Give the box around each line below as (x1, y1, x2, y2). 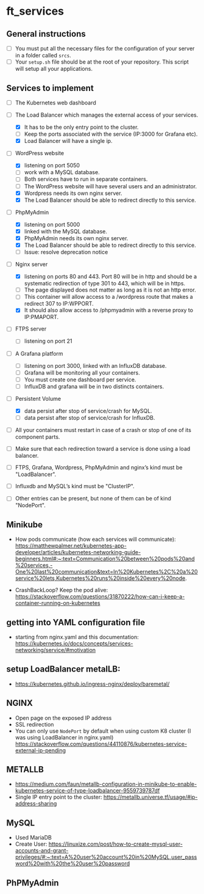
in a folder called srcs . (15, 52, 71, 59)
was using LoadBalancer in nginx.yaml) (15, 733, 114, 741)
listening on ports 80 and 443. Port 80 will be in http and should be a (24, 273, 197, 280)
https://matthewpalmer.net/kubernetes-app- (15, 542, 127, 549)
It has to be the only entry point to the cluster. (24, 123, 139, 131)
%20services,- (15, 562, 53, 569)
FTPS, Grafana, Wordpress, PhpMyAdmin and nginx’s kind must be (15, 464, 183, 471)
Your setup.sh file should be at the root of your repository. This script (15, 58, 189, 65)
